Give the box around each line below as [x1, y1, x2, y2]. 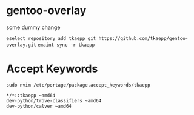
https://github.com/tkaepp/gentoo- [98, 35, 189, 41]
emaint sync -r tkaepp [37, 42, 95, 48]
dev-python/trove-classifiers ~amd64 [6, 97, 102, 103]
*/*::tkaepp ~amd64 [6, 92, 56, 99]
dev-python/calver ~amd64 [6, 103, 72, 109]
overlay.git [6, 42, 36, 48]
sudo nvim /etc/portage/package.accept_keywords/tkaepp [6, 82, 150, 88]
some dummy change [6, 24, 61, 31]
